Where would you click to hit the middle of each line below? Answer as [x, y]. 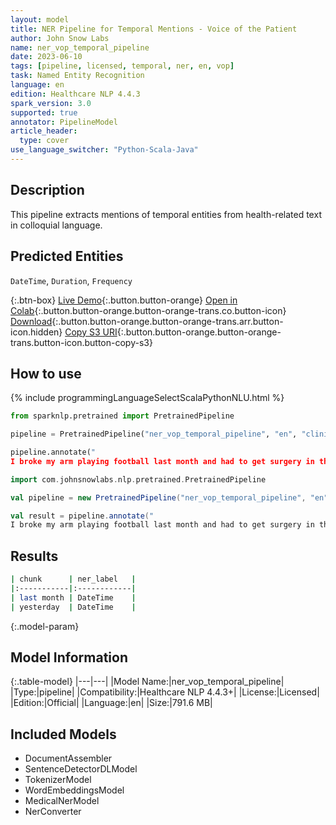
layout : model [40, 19]
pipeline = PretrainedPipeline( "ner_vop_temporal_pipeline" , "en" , [154, 434]
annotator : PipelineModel [64, 122]
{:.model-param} [45, 626]
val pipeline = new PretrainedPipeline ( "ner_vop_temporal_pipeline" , [158, 497]
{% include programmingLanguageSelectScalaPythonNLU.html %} [147, 398]
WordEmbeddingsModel [74, 790]
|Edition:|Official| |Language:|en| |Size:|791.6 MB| [111, 703]
